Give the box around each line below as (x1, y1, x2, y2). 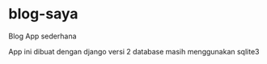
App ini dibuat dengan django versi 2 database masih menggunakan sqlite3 (8, 46, 260, 56)
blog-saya (8, 5, 78, 23)
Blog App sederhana (8, 31, 77, 41)
